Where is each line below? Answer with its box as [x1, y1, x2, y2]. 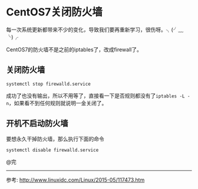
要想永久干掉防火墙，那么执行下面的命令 [6, 135, 104, 142]
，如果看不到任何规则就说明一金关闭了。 [8, 99, 107, 106]
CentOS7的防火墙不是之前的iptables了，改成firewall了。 [6, 45, 143, 53]
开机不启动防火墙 [6, 119, 68, 129]
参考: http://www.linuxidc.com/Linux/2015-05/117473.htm [6, 176, 145, 183]
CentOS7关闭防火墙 [6, 5, 103, 19]
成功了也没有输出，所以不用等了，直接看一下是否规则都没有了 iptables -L [6, 92, 185, 99]
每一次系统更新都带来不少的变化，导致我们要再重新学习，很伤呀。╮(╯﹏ [6, 26, 184, 33]
